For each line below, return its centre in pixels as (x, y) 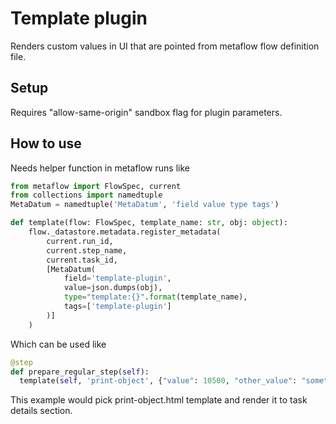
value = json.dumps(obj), (113, 288)
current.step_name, (87, 250)
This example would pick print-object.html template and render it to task (159, 400)
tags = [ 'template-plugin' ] (117, 307)
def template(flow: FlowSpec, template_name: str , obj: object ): (149, 223)
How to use (46, 143)
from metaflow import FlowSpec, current (96, 186)
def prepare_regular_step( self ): (80, 372)
